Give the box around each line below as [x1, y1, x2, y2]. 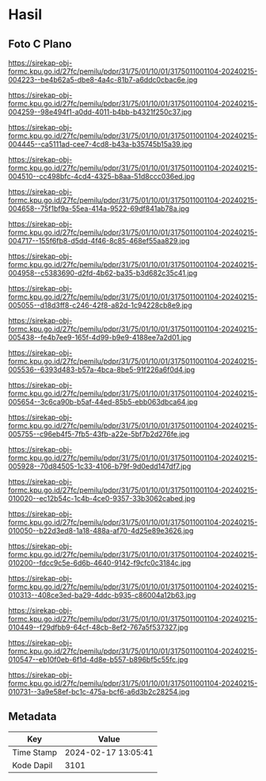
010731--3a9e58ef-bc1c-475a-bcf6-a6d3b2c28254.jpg [8, 687, 190, 696]
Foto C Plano [8, 37, 72, 51]
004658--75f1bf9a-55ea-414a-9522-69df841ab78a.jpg [8, 204, 190, 213]
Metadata [8, 710, 57, 723]
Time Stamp [12, 747, 58, 758]
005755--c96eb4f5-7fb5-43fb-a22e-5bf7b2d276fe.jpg [8, 430, 190, 438]
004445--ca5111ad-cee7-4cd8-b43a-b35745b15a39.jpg [8, 140, 192, 148]
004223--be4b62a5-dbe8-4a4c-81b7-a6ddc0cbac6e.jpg [8, 75, 198, 84]
